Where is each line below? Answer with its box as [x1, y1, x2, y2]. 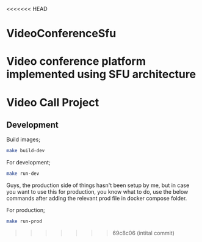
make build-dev [6, 148, 45, 154]
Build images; [6, 136, 41, 143]
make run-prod [6, 218, 43, 225]
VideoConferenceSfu [6, 27, 117, 40]
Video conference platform [6, 54, 146, 68]
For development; [6, 159, 51, 166]
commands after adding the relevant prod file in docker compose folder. [6, 195, 187, 202]
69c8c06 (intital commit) [112, 229, 175, 237]
